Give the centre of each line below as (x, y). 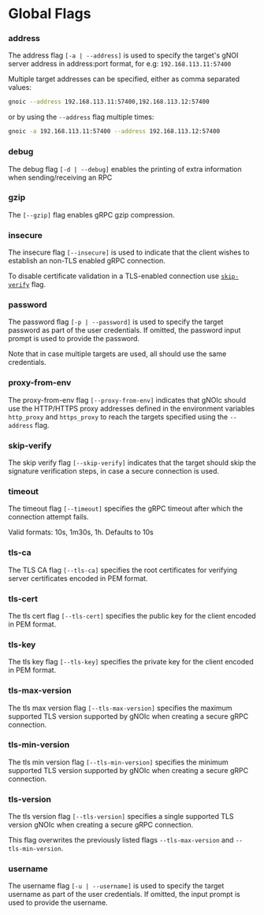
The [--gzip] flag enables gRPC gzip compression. (91, 214)
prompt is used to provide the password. (74, 339)
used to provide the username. (58, 902)
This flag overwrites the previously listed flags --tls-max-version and (121, 840)
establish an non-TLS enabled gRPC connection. (87, 261)
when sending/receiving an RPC (60, 177)
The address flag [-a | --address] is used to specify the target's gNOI (123, 55)
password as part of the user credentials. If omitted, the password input (125, 330)
